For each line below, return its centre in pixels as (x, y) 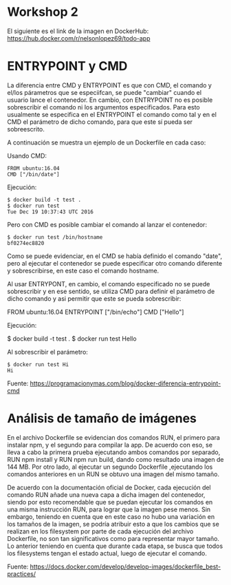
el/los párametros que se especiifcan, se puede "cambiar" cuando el (104, 92)
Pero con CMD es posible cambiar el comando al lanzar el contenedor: (107, 224)
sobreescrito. (26, 129)
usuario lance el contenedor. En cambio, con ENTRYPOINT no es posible (110, 100)
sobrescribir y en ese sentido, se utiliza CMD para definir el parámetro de (111, 291)
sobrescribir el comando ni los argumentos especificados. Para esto (104, 107)
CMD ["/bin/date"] (33, 174)
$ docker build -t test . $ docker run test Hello (72, 339)
